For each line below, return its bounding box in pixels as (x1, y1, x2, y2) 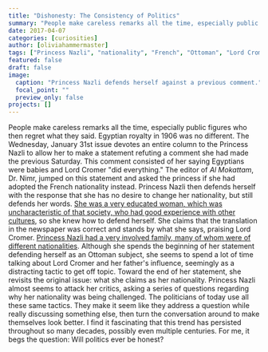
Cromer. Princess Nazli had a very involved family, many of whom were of (8, 233, 251, 243)
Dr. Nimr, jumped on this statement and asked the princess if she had (8, 173, 235, 184)
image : (8, 71, 30, 79)
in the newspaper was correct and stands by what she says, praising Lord (8, 224, 251, 234)
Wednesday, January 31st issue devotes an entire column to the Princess (8, 140, 249, 149)
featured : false (8, 57, 62, 65)
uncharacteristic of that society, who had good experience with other (8, 208, 236, 217)
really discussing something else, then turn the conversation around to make (8, 309, 260, 319)
